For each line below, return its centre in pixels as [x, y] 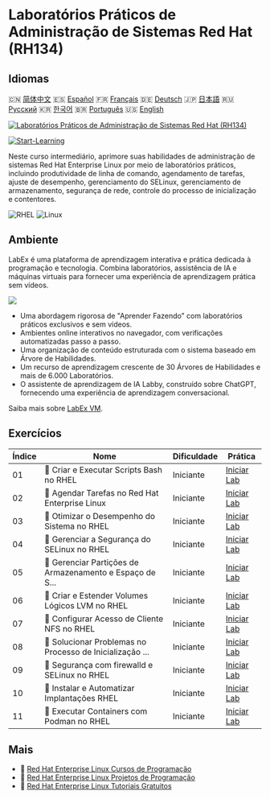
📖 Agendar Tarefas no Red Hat [101, 492]
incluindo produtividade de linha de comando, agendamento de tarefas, [127, 173]
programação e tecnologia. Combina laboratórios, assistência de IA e [123, 268]
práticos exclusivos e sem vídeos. [76, 324]
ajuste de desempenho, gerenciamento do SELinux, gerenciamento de [125, 182]
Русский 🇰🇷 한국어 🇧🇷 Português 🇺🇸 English [86, 109]
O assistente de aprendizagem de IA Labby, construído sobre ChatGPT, [138, 384]
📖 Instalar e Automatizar [89, 688]
